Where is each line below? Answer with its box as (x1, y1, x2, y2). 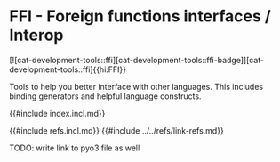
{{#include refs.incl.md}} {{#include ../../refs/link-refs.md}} (9, 125, 224, 135)
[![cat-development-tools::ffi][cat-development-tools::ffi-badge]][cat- (9, 54, 265, 65)
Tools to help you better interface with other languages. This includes (9, 81, 264, 92)
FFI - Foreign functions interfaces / (9, 6, 271, 27)
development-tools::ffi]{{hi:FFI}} (9, 64, 127, 75)
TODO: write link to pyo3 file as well (9, 142, 140, 153)
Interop (9, 25, 64, 45)
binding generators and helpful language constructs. (9, 91, 202, 101)
